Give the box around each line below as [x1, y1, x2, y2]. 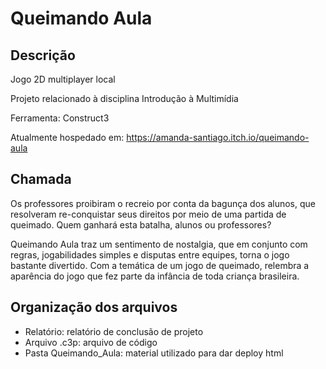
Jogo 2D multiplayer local [10, 73, 116, 85]
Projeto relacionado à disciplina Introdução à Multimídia [10, 93, 239, 104]
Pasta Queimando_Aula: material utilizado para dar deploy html [24, 347, 284, 359]
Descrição [10, 47, 76, 64]
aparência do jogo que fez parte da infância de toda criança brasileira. [10, 270, 300, 282]
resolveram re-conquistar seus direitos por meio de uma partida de [10, 208, 287, 220]
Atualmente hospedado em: [10, 132, 125, 143]
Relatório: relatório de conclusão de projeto [24, 325, 204, 337]
